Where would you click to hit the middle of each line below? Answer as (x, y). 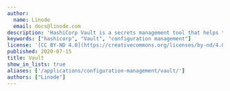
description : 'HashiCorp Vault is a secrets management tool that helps (113, 32)
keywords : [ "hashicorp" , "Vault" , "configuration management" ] (99, 39)
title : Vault (26, 58)
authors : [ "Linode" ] (37, 77)
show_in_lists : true (37, 64)
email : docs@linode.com (47, 26)
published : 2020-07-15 (39, 52)
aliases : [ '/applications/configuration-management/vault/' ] (96, 70)
